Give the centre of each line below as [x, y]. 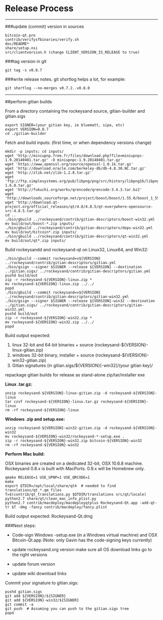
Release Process [39, 8]
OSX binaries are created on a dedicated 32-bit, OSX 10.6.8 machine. [74, 463]
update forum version [34, 564]
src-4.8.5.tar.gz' [24, 211]
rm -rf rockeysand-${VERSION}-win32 [42, 445]
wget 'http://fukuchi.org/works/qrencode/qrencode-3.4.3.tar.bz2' [73, 190]
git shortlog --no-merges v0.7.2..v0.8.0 [48, 88]
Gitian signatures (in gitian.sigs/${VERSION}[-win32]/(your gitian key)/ [82, 365]
